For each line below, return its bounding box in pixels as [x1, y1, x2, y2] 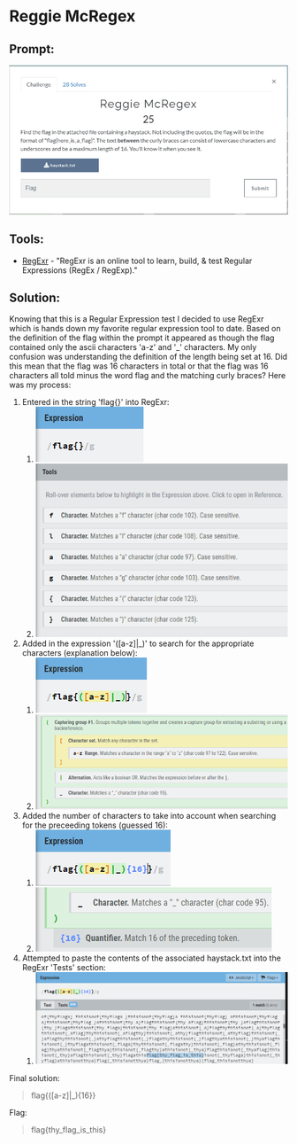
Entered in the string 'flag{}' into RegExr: [21, 397, 170, 408]
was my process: [9, 379, 72, 391]
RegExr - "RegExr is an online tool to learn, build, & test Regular [21, 255, 253, 266]
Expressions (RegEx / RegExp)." [21, 264, 138, 276]
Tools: [9, 232, 44, 247]
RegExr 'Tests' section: [21, 962, 106, 973]
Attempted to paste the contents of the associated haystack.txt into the [21, 953, 281, 963]
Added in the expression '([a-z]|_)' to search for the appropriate [21, 638, 255, 649]
